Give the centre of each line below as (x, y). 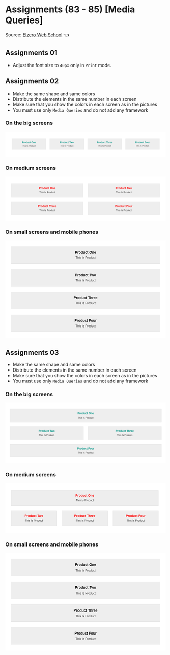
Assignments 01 (31, 53)
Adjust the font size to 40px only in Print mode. (62, 65)
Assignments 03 (32, 352)
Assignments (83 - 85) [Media (70, 9)
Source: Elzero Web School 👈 (37, 35)
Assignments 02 (32, 81)
